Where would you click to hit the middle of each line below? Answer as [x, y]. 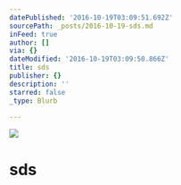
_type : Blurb [33, 101]
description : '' [39, 84]
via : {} [24, 51]
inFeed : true [33, 34]
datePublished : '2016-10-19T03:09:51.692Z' [91, 17]
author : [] [29, 42]
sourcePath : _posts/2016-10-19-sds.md [81, 26]
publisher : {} [36, 76]
